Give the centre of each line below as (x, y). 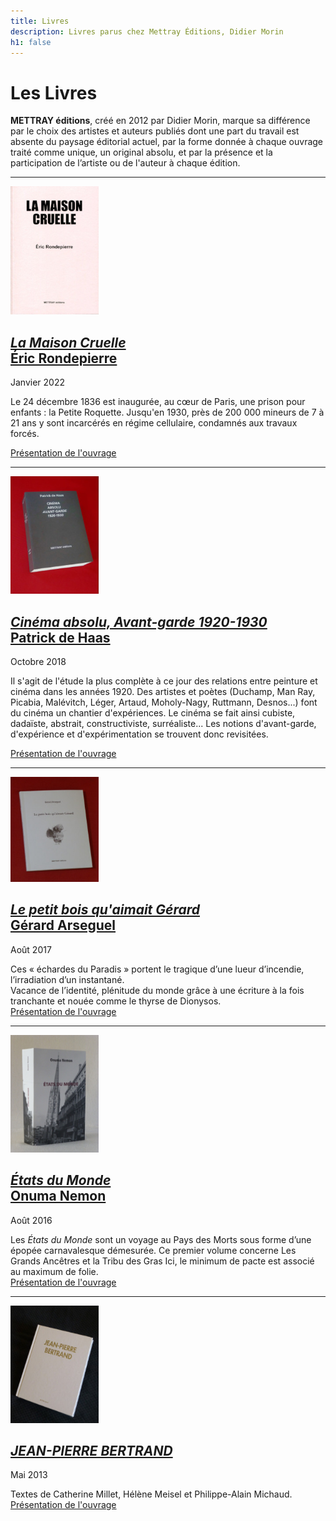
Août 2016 (31, 1220)
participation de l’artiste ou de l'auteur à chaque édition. (125, 163)
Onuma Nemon (58, 1196)
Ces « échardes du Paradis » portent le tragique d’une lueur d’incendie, (157, 969)
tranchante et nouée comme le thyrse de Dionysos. (116, 1001)
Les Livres (54, 92)
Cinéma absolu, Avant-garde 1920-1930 (139, 621)
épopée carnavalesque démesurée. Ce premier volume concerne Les (153, 1250)
